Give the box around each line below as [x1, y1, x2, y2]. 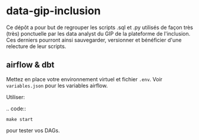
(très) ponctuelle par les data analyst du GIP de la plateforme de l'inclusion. [6, 30, 191, 37]
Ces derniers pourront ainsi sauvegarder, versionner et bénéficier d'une [6, 36, 182, 43]
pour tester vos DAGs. [6, 126, 61, 134]
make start [6, 116, 33, 122]
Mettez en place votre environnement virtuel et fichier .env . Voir [6, 75, 163, 82]
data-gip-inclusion [6, 4, 101, 18]
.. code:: [6, 105, 27, 112]
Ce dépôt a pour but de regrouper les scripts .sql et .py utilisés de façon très [6, 24, 194, 31]
